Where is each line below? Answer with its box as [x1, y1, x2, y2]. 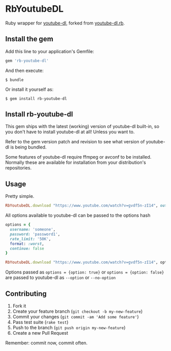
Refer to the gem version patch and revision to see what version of [5, 139, 145, 145]
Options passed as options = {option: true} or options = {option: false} [5, 269, 164, 275]
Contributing [5, 289, 47, 298]
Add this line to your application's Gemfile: [5, 48, 94, 54]
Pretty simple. [5, 193, 35, 199]
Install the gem [5, 35, 53, 43]
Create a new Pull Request [12, 330, 69, 336]
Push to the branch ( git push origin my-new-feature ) [12, 324, 126, 331]
